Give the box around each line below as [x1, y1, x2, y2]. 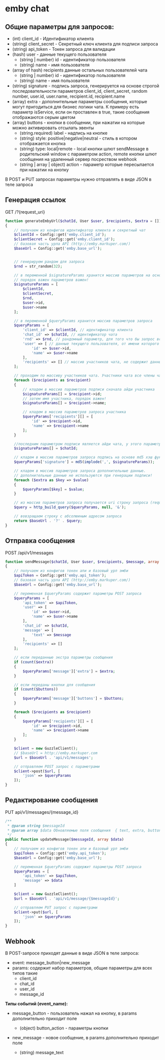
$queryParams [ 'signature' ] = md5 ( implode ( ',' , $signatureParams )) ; [14, 459, 155, 464]
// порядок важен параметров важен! [14, 277, 89, 282]
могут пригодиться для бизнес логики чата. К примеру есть [12, 104, 139, 110]
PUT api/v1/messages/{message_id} [5, 809, 79, 815]
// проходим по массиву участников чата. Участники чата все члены [14, 373, 155, 378]
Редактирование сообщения [5, 796, 98, 804]
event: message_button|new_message [12, 960, 90, 965]
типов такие [12, 970, 38, 976]
